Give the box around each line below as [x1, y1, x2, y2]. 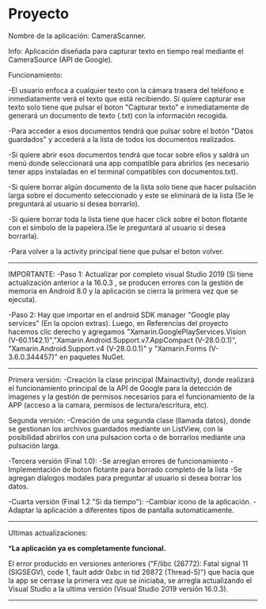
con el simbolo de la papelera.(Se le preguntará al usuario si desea [8, 223, 226, 232]
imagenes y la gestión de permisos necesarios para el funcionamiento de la [8, 392, 255, 401]
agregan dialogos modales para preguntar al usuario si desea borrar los [8, 473, 242, 482]
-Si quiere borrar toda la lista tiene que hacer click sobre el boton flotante [8, 214, 248, 224]
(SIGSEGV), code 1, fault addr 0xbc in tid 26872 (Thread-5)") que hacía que [8, 567, 255, 576]
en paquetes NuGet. [59, 352, 125, 362]
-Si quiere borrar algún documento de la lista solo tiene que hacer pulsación [8, 182, 256, 191]
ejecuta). [8, 294, 37, 304]
